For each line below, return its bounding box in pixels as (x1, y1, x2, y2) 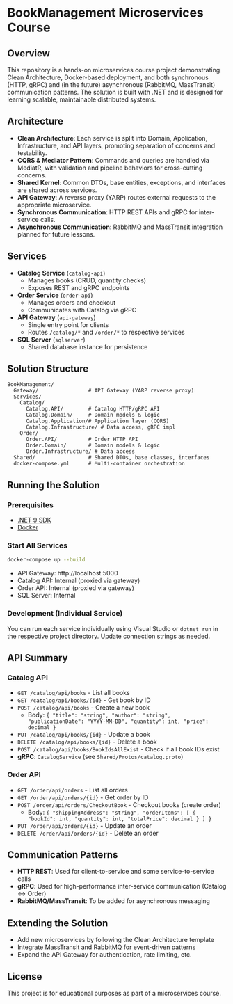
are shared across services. (17, 186, 97, 194)
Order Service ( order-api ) (17, 291, 93, 299)
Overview (7, 47, 51, 59)
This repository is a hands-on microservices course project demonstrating (7, 66, 220, 74)
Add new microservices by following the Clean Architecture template (17, 936, 215, 944)
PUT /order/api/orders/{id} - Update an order (17, 821, 152, 829)
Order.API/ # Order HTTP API (25, 436, 138, 443)
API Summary (7, 652, 68, 664)
